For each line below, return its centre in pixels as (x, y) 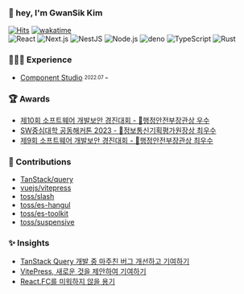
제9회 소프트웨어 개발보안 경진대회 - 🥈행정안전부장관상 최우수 (116, 140)
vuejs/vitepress (45, 188)
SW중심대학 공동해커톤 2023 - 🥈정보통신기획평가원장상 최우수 (118, 130)
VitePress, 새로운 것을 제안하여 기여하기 (83, 271)
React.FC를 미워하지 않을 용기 (67, 282)
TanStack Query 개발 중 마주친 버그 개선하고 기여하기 (105, 262)
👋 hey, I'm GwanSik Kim (56, 13)
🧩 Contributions (40, 162)
